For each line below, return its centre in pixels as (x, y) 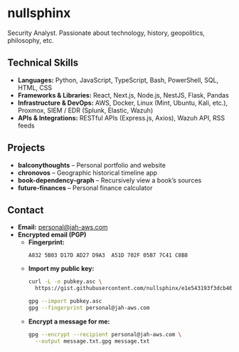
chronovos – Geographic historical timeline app (87, 172)
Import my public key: (61, 269)
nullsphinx (39, 13)
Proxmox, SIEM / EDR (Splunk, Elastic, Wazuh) (85, 110)
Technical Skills (43, 63)
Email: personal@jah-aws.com (63, 227)
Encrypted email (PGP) (52, 235)
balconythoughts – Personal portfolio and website (91, 165)
